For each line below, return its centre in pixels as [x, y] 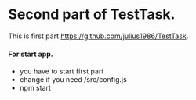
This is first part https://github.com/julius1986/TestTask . [98, 36]
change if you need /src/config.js [73, 80]
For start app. [31, 54]
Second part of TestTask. [92, 14]
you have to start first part [62, 71]
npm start [35, 88]
